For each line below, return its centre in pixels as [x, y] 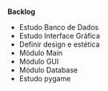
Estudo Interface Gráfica [60, 36]
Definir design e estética [60, 44]
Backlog [21, 12]
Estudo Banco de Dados [59, 27]
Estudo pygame [45, 79]
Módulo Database [48, 70]
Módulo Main [41, 53]
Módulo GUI [39, 61]
